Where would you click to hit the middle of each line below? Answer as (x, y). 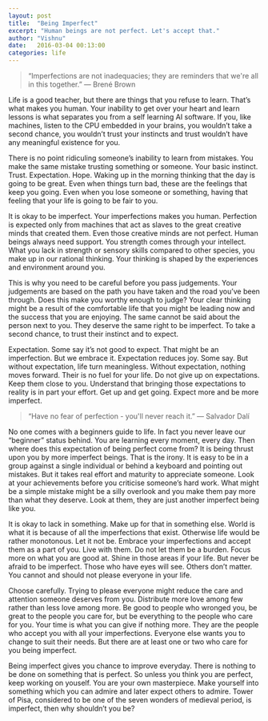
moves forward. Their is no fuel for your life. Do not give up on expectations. (134, 375)
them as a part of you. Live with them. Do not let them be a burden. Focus (130, 549)
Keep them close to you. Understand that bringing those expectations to (127, 383)
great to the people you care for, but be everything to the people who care (131, 616)
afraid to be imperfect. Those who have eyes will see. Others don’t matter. (130, 567)
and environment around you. (57, 267)
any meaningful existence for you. (64, 142)
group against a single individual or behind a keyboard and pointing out (126, 466)
